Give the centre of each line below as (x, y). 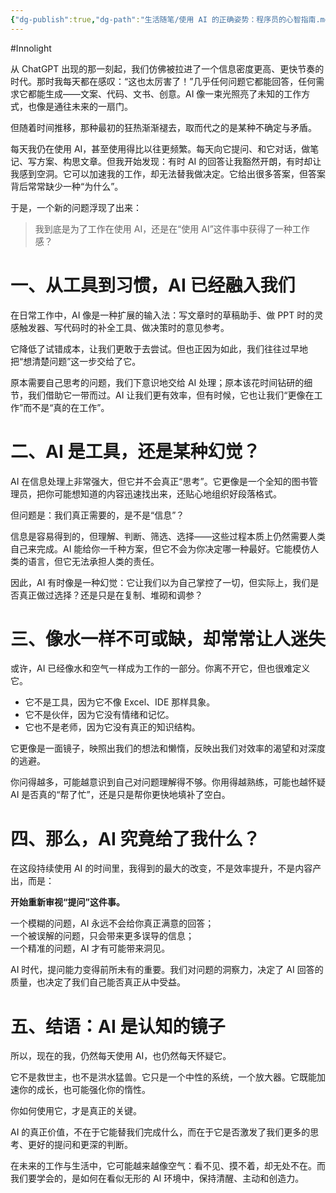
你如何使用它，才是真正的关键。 (76, 1111)
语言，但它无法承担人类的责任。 (93, 561)
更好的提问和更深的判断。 (80, 1145)
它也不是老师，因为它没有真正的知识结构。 (112, 727)
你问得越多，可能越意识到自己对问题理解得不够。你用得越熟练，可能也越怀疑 (168, 782)
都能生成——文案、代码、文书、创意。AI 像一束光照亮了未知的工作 (164, 93)
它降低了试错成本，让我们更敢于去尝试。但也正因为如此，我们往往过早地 (159, 348)
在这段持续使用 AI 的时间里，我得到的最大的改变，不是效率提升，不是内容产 (166, 868)
